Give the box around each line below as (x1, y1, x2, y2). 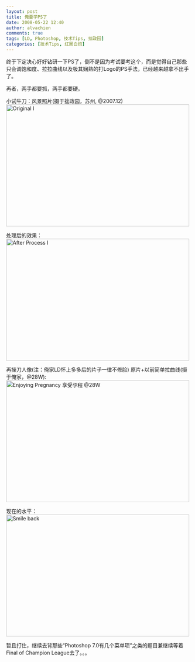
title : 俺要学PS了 (6, 14, 48, 20)
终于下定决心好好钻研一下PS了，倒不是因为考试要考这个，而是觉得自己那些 (6, 58, 187, 65)
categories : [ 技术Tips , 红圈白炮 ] (6, 42, 85, 47)
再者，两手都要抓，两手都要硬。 (6, 85, 83, 92)
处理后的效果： (6, 232, 42, 239)
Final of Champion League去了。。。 (6, 649, 90, 656)
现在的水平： (6, 507, 37, 514)
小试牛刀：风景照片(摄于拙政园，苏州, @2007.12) (6, 97, 123, 104)
